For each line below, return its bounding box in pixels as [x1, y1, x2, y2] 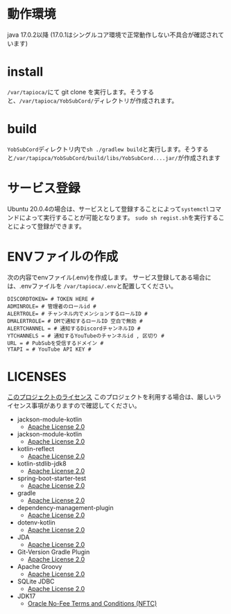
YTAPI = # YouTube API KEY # [7, 346, 92, 353]
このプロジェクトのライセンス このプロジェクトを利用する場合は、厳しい [7, 392, 216, 401]
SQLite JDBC [17, 577, 55, 586]
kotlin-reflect [17, 444, 55, 453]
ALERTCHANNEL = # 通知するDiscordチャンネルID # [7, 325, 141, 332]
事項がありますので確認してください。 [31, 401, 141, 410]
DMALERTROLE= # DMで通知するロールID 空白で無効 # [7, 317, 144, 324]
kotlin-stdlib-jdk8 [17, 459, 67, 468]
